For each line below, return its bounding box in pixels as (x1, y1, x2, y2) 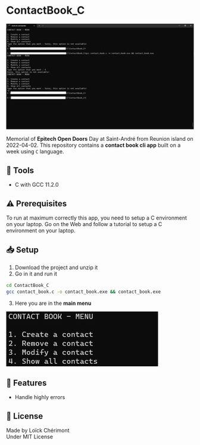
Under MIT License (6, 433, 54, 440)
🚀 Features (6, 378, 47, 388)
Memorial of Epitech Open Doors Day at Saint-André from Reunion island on (6, 135, 193, 143)
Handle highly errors (14, 394, 65, 401)
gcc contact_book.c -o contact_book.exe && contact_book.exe (6, 289, 161, 295)
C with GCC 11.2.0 (14, 181, 59, 188)
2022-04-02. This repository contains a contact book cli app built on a (6, 141, 181, 149)
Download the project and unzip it (14, 264, 98, 271)
